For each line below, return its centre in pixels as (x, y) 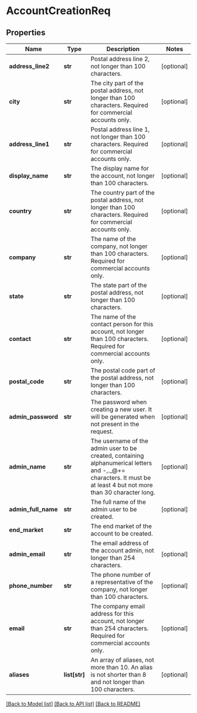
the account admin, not (122, 550)
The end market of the (121, 526)
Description (123, 49)
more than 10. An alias (122, 667)
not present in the (115, 424)
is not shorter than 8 (118, 674)
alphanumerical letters (121, 463)
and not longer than (118, 682)
